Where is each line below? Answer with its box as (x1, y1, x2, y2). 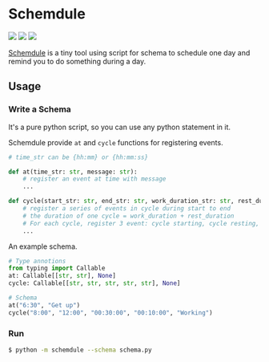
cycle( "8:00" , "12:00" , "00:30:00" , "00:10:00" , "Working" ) (8, 308, 214, 317)
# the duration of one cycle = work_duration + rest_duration (22, 212, 235, 220)
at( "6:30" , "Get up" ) (8, 301, 81, 309)
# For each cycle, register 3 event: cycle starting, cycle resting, (22, 219, 260, 227)
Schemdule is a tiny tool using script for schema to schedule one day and (8, 47, 251, 57)
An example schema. (8, 242, 78, 251)
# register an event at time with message (22, 175, 167, 183)
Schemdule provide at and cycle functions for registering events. (8, 137, 223, 147)
